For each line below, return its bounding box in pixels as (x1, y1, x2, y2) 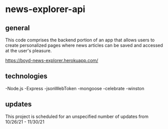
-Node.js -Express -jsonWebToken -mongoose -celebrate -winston (5, 85, 145, 91)
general (5, 24, 30, 32)
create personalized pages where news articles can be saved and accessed (5, 42, 163, 48)
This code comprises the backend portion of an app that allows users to (5, 37, 155, 43)
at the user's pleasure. (5, 48, 52, 53)
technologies (5, 72, 48, 81)
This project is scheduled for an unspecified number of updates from (5, 113, 149, 119)
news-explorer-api (5, 4, 86, 15)
